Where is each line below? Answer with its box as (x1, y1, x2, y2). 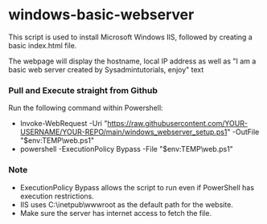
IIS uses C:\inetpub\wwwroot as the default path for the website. (19, 199, 233, 210)
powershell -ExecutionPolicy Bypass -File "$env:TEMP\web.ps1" (19, 145, 233, 154)
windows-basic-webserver (8, 6, 195, 24)
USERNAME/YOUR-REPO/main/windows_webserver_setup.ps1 (19, 127, 228, 137)
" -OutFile (227, 127, 260, 137)
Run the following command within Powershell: (8, 103, 163, 113)
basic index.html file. (8, 40, 77, 50)
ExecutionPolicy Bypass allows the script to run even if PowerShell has (19, 182, 255, 192)
